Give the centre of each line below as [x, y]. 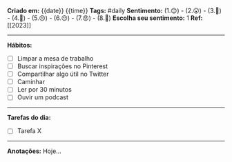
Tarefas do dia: [29, 118]
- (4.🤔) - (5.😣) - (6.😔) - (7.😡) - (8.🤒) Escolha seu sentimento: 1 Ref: [105, 18]
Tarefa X [29, 131]
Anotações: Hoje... [35, 151]
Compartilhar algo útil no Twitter [63, 74]
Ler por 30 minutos [45, 90]
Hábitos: [20, 45]
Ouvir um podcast [43, 97]
